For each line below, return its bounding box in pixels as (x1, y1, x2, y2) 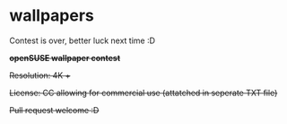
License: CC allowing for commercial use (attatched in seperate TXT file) (9, 87, 278, 98)
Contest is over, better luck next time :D (9, 35, 155, 46)
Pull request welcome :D (9, 104, 100, 115)
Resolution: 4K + (9, 69, 71, 81)
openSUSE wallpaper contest (9, 52, 121, 63)
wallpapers (9, 5, 94, 26)
